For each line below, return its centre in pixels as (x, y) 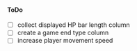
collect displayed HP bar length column (73, 25)
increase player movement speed (65, 41)
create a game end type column (63, 33)
